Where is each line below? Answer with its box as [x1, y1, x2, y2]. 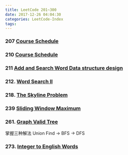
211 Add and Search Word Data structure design [5, 64, 123, 71]
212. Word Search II [5, 78, 53, 85]
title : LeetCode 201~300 [5, 7, 57, 12]
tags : [5, 21, 16, 26]
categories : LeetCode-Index [5, 16, 64, 21]
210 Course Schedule [5, 51, 58, 58]
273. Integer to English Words [5, 143, 78, 150]
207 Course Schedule [5, 38, 59, 45]
